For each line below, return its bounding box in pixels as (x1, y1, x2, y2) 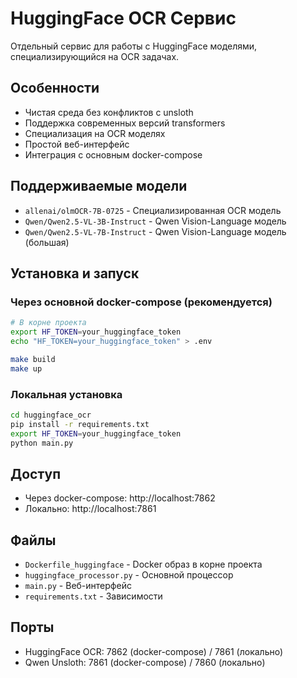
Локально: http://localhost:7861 (24, 503, 157, 515)
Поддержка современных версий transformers (24, 117, 226, 129)
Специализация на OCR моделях (24, 127, 166, 139)
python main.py (10, 438, 74, 448)
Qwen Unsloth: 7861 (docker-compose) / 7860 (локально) (24, 656, 266, 668)
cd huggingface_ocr (10, 410, 92, 420)
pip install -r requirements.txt (10, 419, 150, 429)
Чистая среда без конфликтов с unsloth (24, 106, 194, 118)
